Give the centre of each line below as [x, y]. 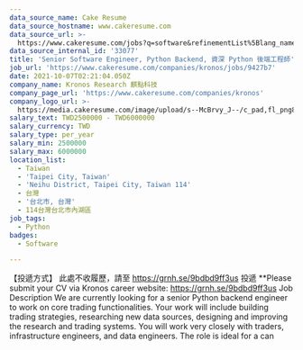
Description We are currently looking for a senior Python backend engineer [149, 298]
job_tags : [28, 218]
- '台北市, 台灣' [46, 202]
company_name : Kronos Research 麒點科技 [83, 85]
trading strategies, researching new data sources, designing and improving [149, 317]
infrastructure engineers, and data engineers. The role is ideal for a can [142, 336]
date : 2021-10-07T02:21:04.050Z [70, 76]
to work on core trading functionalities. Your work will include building [139, 308]
